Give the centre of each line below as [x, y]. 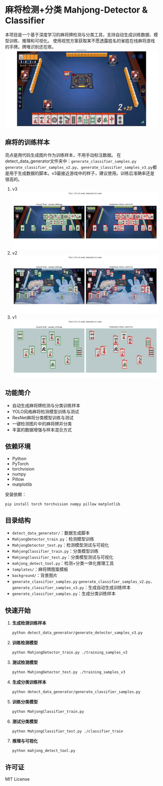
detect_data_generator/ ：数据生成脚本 [51, 533]
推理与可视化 [25, 741]
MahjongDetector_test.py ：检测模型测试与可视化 [60, 545]
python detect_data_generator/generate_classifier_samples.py [76, 692]
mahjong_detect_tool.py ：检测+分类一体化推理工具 [63, 563]
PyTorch [20, 463]
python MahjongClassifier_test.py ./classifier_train [67, 731]
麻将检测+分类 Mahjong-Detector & [76, 10]
